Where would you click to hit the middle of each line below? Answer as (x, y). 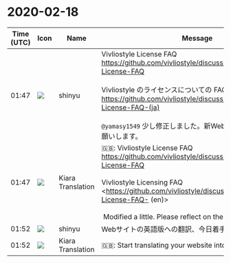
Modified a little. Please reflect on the (163, 216)
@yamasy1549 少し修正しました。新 (156, 126)
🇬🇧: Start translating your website (157, 245)
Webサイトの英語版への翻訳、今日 (157, 229)
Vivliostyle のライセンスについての (157, 90)
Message (197, 38)
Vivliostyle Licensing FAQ (142, 182)
